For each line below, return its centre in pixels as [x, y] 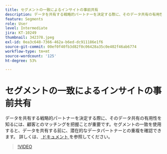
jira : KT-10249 [21, 33]
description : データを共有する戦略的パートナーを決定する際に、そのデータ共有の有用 [83, 14]
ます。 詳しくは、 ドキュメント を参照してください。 [59, 137]
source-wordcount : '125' [31, 56]
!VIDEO [25, 147]
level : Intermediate [27, 28]
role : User [16, 24]
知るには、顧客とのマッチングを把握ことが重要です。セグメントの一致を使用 [83, 124]
